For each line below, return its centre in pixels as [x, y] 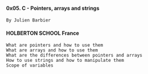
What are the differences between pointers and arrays [74, 55]
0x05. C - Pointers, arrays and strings [53, 8]
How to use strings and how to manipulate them [65, 61]
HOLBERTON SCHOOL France [43, 33]
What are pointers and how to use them [55, 45]
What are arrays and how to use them [52, 50]
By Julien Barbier [28, 20]
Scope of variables [30, 66]
